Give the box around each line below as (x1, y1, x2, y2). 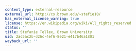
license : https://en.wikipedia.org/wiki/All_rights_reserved (5, 20, 132, 26)
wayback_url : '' (5, 39, 38, 44)
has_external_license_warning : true (5, 16, 79, 21)
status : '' (5, 25, 27, 30)
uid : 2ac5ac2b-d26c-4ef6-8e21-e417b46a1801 (5, 34, 95, 39)
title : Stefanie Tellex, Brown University (5, 30, 92, 34)
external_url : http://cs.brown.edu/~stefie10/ (5, 12, 101, 17)
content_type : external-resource (5, 7, 73, 12)
